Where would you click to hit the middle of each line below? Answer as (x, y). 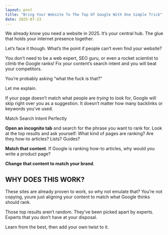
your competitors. (24, 69)
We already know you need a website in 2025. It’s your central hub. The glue (84, 34)
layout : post (19, 10)
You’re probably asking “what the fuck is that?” (54, 79)
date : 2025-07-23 (23, 19)
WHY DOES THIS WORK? (45, 180)
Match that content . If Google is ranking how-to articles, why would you (80, 149)
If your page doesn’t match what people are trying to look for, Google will (81, 98)
